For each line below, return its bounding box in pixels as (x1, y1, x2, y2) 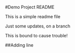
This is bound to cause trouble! (5, 33, 68, 38)
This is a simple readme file (5, 14, 60, 19)
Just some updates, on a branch (5, 23, 71, 29)
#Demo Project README (5, 4, 55, 10)
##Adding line (5, 42, 33, 48)
